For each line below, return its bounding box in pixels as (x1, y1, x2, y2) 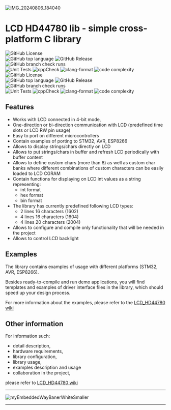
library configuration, (12, 354, 57, 360)
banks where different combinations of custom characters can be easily (12, 165, 164, 171)
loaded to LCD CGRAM (12, 170, 61, 177)
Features (5, 103, 34, 111)
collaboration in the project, (12, 370, 71, 376)
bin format (20, 197, 42, 203)
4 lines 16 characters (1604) (20, 214, 79, 220)
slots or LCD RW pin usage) (12, 127, 71, 133)
